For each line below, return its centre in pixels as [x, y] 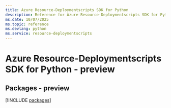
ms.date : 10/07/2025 [27, 19]
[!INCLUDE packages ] [28, 100]
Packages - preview [37, 88]
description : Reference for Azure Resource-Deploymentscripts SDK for [82, 15]
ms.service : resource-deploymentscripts [49, 33]
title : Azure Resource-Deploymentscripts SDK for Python [67, 10]
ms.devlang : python [26, 29]
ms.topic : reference [27, 24]
